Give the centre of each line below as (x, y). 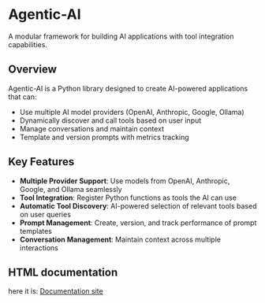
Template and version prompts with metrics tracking (104, 137)
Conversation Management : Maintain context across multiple (120, 239)
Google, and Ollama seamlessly (71, 189)
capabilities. (28, 44)
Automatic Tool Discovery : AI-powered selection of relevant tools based (138, 205)
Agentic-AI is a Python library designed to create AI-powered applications (128, 88)
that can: (22, 97)
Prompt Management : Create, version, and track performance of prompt (138, 223)
